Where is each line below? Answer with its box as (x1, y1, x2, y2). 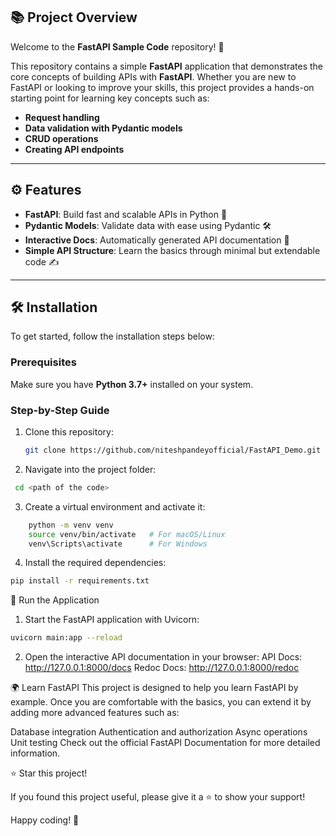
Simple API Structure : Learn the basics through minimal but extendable (24, 244, 321, 256)
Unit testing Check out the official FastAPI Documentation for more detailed (10, 737, 321, 749)
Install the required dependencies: (24, 557, 167, 569)
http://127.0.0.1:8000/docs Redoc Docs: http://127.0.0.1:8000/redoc (24, 662, 300, 674)
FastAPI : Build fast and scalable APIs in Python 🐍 (24, 208, 228, 220)
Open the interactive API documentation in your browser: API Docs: (24, 651, 303, 663)
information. (10, 747, 61, 759)
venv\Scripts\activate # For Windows (28, 539, 208, 549)
